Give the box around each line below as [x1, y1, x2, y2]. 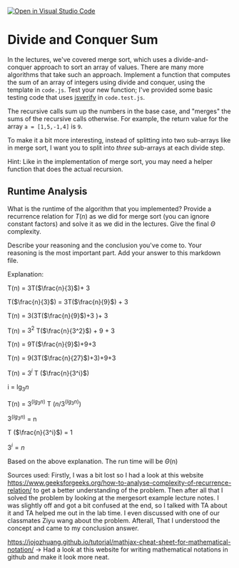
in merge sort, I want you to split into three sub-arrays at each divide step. [7, 143, 225, 152]
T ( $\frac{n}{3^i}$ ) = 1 [7, 428, 73, 437]
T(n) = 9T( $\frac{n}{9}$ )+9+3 [7, 340, 96, 348]
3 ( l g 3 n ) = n [7, 413, 37, 423]
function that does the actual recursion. [7, 165, 123, 173]
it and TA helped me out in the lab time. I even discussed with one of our [7, 508, 220, 517]
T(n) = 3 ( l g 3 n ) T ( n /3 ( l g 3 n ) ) [7, 398, 82, 408]
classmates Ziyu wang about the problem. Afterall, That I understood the [7, 516, 220, 525]
